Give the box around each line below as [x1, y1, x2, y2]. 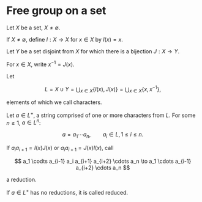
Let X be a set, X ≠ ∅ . [6, 24, 61, 31]
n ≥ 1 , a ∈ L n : [6, 118, 41, 126]
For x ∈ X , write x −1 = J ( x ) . [6, 59, 75, 68]
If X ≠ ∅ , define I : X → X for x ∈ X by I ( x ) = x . [6, 36, 124, 43]
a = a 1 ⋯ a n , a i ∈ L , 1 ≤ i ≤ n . [62, 131, 144, 140]
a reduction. [6, 176, 37, 183]
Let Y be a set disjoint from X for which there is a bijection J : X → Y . [6, 47, 179, 55]
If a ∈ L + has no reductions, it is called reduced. [6, 187, 129, 196]
